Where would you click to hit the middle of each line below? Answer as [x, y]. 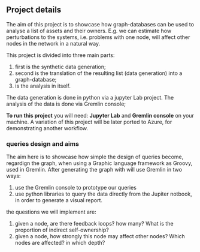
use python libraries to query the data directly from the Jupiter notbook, [104, 194]
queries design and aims [43, 143]
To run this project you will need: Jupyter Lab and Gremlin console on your [100, 115]
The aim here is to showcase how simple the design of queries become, [95, 157]
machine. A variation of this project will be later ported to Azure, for [89, 122]
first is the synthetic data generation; [60, 67]
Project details [34, 10]
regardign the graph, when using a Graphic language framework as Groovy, [99, 163]
